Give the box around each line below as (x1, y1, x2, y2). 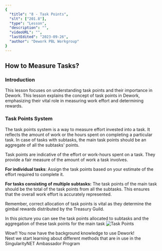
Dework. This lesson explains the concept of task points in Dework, (5, 92, 140, 98)
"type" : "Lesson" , (9, 21, 47, 26)
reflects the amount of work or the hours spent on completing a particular (5, 132, 153, 137)
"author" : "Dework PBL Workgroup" (9, 39, 79, 44)
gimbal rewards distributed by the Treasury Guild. (5, 206, 105, 212)
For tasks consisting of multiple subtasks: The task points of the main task (5, 181, 157, 186)
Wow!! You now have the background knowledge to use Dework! (5, 230, 135, 236)
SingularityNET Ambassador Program (5, 240, 80, 246)
